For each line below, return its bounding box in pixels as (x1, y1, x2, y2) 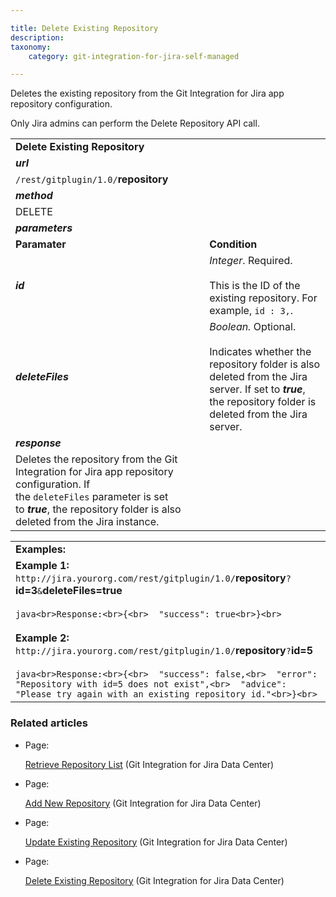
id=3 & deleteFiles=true (15, 584, 123, 598)
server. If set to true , (209, 382, 306, 396)
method (15, 189, 53, 203)
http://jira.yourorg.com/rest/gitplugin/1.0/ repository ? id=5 (15, 644, 313, 658)
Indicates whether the (209, 345, 312, 359)
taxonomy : (10, 42, 52, 52)
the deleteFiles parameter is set (15, 490, 169, 504)
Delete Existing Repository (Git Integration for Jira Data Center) (24, 874, 285, 886)
